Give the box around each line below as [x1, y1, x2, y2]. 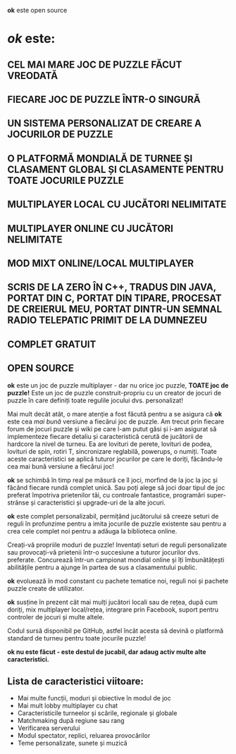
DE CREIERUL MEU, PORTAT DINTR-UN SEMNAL [7, 303, 223, 316]
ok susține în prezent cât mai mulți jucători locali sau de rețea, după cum [7, 598, 218, 606]
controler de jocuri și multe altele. [7, 612, 104, 621]
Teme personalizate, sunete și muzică [17, 739, 128, 748]
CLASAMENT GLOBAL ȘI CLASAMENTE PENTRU [7, 163, 224, 175]
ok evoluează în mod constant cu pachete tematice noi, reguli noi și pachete [7, 576, 229, 585]
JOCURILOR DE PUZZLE [7, 128, 113, 140]
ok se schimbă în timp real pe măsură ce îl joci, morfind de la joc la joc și [7, 476, 218, 484]
